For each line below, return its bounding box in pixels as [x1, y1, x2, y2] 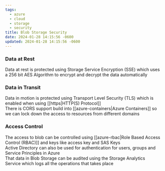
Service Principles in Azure [5, 150, 60, 156]
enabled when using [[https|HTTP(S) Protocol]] [5, 100, 101, 106]
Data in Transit [5, 84, 41, 91]
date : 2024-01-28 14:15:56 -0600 [5, 35, 74, 40]
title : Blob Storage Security [5, 30, 67, 35]
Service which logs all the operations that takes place [5, 160, 114, 166]
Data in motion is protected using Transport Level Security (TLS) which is [5, 95, 154, 101]
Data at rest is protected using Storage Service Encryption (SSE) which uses [5, 67, 160, 73]
